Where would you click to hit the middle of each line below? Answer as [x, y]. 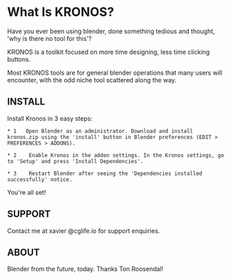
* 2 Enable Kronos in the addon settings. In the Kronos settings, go [116, 155]
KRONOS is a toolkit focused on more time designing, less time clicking [109, 52]
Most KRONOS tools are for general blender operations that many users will [115, 73]
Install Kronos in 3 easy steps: [50, 118]
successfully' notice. [40, 179]
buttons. [19, 59]
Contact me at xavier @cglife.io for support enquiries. [84, 231]
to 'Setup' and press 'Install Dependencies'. [75, 161]
